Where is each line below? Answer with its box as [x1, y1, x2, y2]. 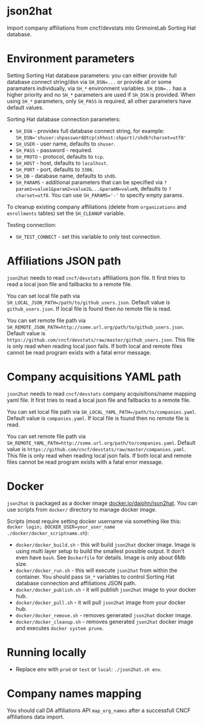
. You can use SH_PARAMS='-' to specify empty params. [48, 191, 184, 199]
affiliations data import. [7, 713, 65, 720]
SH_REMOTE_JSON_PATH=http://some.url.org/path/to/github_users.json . [7, 323, 185, 330]
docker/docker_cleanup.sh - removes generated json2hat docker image [15, 618, 194, 625]
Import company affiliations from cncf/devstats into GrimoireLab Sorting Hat [7, 24, 196, 31]
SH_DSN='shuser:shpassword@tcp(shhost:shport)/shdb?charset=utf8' [15, 135, 187, 141]
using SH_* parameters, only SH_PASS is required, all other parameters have [7, 97, 192, 104]
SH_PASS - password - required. [15, 146, 93, 153]
